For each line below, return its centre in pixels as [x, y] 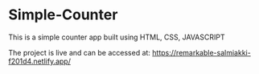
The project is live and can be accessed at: [80, 52]
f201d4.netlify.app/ [39, 61]
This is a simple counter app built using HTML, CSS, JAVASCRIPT [117, 37]
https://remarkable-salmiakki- [201, 52]
